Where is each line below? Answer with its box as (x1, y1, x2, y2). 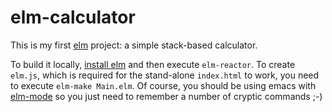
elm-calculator (10, 6, 136, 29)
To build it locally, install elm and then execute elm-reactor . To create (10, 58, 296, 70)
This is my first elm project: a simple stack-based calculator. (10, 39, 258, 51)
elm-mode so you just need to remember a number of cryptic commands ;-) (10, 90, 323, 102)
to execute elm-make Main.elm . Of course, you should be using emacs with (10, 79, 317, 91)
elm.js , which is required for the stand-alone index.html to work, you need (10, 69, 320, 81)
